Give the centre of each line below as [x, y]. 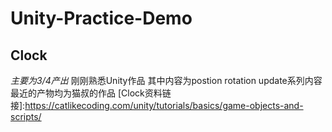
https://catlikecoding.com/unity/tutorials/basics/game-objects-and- [164, 105]
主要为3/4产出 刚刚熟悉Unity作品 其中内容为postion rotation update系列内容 [166, 80]
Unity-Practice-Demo [101, 18]
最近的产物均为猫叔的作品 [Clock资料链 [91, 93]
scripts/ [26, 116]
